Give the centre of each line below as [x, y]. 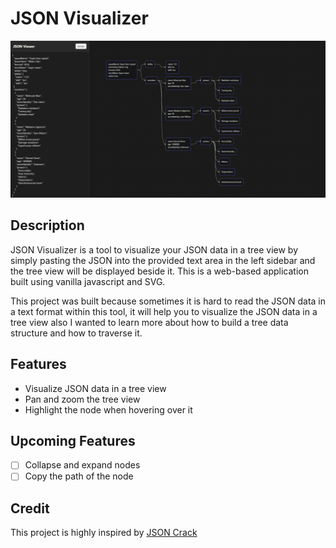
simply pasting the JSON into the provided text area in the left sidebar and [163, 260]
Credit [30, 508]
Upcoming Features [73, 440]
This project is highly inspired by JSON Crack [104, 533]
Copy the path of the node [79, 476]
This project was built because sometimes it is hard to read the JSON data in [168, 301]
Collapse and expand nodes [82, 465]
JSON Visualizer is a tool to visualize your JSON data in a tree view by [154, 249]
